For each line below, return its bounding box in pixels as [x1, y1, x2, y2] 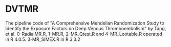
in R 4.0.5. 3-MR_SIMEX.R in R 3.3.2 [5, 36, 80, 42]
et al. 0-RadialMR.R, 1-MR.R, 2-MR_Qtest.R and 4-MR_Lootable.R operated [5, 31, 162, 37]
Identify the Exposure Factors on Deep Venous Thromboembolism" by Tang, [5, 25, 166, 31]
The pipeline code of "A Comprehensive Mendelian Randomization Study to [5, 20, 165, 26]
